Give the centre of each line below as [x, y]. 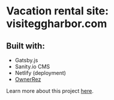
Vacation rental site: [58, 11]
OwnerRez [28, 79]
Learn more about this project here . [50, 91]
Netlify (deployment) [40, 73]
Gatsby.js [26, 60]
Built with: [25, 46]
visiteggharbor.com [57, 24]
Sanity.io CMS [32, 66]
